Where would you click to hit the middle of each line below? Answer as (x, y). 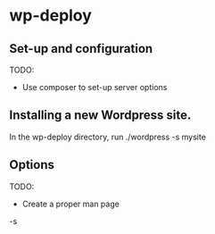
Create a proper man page (71, 204)
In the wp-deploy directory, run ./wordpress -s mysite (108, 137)
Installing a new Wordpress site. (100, 116)
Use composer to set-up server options (95, 87)
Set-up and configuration (81, 49)
